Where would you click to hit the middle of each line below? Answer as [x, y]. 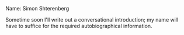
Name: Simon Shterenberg [37, 8]
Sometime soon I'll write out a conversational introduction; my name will [92, 20]
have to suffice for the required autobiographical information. [79, 26]
